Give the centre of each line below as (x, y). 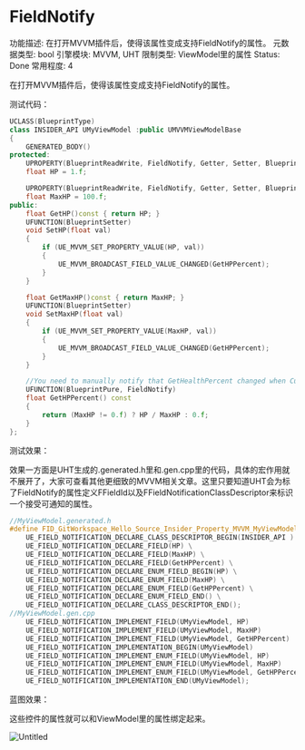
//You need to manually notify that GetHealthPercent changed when (156, 381)
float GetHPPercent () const (79, 398)
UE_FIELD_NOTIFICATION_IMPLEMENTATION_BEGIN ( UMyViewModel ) (140, 647)
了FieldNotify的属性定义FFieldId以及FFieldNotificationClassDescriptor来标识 (151, 492)
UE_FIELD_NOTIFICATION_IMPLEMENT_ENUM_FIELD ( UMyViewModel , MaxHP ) (154, 664)
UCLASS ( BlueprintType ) (52, 121)
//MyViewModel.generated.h (60, 521)
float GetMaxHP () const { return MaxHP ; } (105, 297)
